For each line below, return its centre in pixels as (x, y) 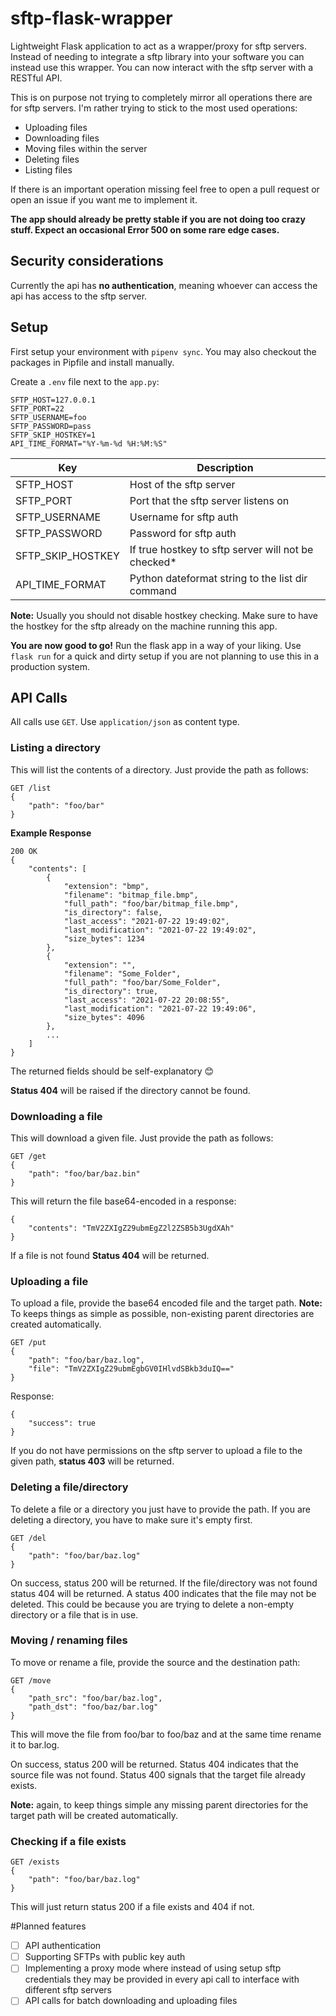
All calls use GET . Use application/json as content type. (125, 722)
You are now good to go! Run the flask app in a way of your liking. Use (156, 645)
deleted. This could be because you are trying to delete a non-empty (152, 1604)
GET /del (28, 1538)
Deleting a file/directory (69, 1487)
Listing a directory (56, 748)
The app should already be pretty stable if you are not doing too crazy (158, 219)
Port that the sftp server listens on (209, 500)
